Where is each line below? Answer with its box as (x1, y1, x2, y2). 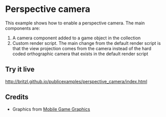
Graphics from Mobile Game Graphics (12, 106, 91, 112)
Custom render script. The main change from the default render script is (12, 40, 161, 46)
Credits (5, 93, 29, 102)
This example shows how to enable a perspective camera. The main (5, 20, 145, 26)
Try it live (5, 65, 35, 74)
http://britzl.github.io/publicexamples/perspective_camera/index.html (5, 78, 148, 84)
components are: (5, 25, 40, 31)
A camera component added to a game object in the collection (12, 35, 141, 41)
